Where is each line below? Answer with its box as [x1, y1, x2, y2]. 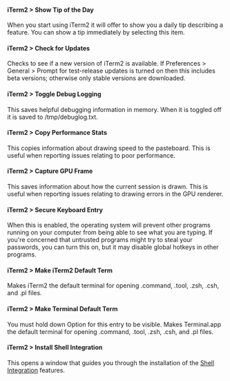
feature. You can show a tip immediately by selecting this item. [7, 28, 185, 37]
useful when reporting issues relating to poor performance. [7, 151, 176, 159]
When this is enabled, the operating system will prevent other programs [7, 221, 211, 230]
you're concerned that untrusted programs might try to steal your [7, 236, 193, 244]
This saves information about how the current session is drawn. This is [7, 183, 209, 191]
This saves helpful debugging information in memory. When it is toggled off [7, 105, 222, 113]
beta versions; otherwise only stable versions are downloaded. [7, 74, 186, 82]
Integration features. [7, 366, 66, 374]
